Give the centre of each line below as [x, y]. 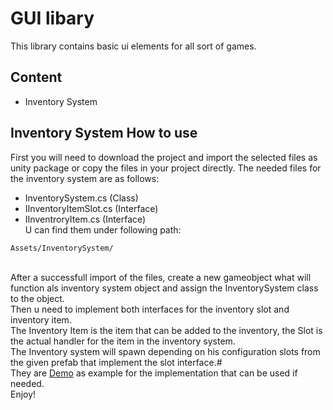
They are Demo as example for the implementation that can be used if [154, 373]
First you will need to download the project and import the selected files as [164, 157]
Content [36, 77]
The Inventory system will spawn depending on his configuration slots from [165, 351]
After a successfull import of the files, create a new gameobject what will [161, 277]
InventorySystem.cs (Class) [81, 198]
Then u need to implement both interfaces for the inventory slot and [150, 309]
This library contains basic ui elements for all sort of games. [133, 46]
